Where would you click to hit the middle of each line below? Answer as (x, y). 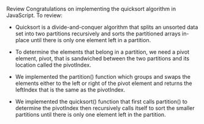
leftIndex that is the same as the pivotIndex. (70, 90)
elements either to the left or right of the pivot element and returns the (104, 83)
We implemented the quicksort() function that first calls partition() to (101, 101)
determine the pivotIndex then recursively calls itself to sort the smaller (105, 108)
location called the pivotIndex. (53, 65)
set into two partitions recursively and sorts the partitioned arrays (98, 34)
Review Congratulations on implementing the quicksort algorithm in (91, 9)
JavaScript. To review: (35, 15)
